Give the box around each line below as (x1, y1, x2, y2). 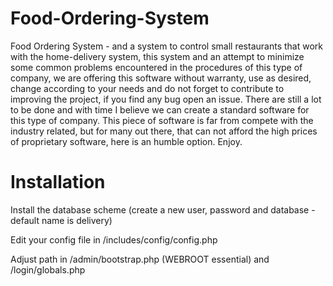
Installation (10, 171, 106, 194)
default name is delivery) (10, 214, 113, 226)
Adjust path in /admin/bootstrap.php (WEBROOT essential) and (10, 253, 270, 265)
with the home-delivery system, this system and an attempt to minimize (10, 50, 305, 62)
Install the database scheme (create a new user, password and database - (10, 203, 316, 216)
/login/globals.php (10, 263, 86, 276)
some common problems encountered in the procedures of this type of (10, 61, 303, 73)
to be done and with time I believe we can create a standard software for (10, 103, 310, 116)
